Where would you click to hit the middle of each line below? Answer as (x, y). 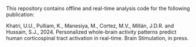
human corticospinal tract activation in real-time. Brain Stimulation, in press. (97, 38)
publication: (20, 15)
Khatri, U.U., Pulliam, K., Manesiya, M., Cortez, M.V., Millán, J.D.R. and (90, 26)
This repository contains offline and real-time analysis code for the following (98, 8)
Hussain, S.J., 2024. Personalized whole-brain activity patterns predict (91, 32)
